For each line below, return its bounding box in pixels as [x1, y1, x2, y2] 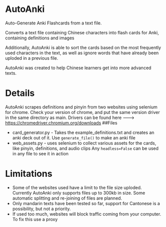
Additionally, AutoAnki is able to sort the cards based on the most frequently [5, 44, 162, 50]
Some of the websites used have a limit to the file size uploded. [12, 184, 142, 190]
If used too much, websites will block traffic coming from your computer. [12, 211, 162, 217]
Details [5, 88, 35, 99]
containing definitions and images [5, 35, 75, 41]
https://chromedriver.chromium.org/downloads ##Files [5, 119, 118, 125]
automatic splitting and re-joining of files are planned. [12, 195, 122, 201]
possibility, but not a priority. [12, 206, 71, 212]
